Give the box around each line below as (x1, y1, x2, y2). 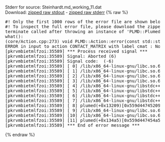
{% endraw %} (5, 132, 35, 138)
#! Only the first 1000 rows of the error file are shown (5, 19, 148, 24)
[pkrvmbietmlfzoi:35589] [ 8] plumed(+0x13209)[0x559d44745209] (5, 103, 164, 108)
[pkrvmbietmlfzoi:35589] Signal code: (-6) (5, 59, 114, 64)
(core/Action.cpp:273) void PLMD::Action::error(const (5, 39, 140, 44)
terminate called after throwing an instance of (5, 29, 124, 34)
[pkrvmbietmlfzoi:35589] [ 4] (5, 83, 78, 88)
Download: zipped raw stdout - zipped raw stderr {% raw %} (5, 9, 129, 15)
